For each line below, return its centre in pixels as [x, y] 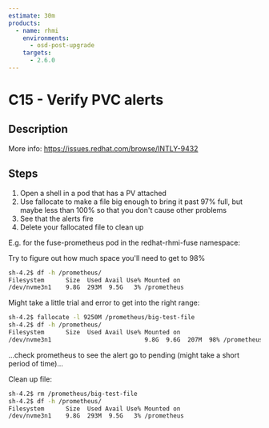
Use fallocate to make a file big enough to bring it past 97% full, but [131, 202]
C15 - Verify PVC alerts [86, 100]
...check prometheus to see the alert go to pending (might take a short [124, 355]
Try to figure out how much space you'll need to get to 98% [107, 258]
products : [25, 23]
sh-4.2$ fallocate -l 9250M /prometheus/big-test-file [102, 318]
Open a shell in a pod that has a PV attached [93, 193]
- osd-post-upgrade [62, 46]
